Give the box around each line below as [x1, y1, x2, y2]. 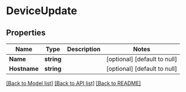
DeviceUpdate [6, 4, 78, 18]
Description [67, 45, 101, 53]
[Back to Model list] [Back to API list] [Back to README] [6, 80, 141, 87]
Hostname [9, 65, 39, 73]
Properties [6, 28, 46, 38]
